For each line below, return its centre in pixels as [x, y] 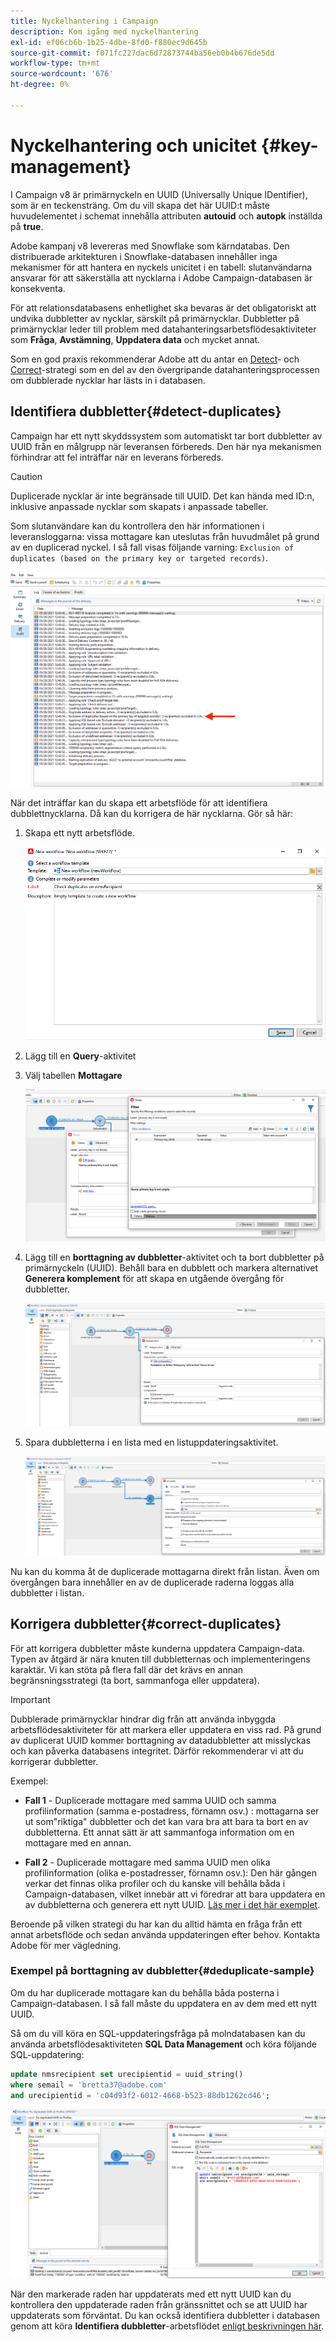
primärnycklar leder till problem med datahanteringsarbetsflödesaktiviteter [163, 329]
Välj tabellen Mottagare [73, 1075]
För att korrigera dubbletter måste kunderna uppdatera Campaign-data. [157, 1648]
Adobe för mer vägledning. [66, 1945]
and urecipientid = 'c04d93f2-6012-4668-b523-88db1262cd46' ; [140, 2095]
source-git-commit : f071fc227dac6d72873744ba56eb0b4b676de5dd [142, 53]
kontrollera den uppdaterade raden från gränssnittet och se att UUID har [159, 2305]
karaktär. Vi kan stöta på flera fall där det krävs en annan [127, 1669]
